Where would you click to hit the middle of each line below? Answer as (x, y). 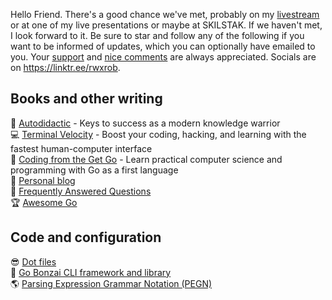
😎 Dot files (33, 261)
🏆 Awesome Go (44, 202)
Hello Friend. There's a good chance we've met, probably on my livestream (165, 14)
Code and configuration (86, 237)
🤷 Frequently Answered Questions (81, 191)
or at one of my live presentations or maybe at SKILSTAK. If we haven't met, (166, 25)
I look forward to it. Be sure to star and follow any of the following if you (157, 35)
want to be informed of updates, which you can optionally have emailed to (163, 46)
